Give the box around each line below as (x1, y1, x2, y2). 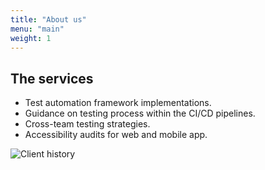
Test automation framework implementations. (24, 97, 212, 109)
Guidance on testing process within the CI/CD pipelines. (24, 107, 256, 120)
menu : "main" (10, 24, 65, 34)
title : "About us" (10, 14, 87, 25)
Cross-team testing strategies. (24, 118, 151, 130)
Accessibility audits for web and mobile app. (24, 129, 208, 141)
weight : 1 (10, 33, 52, 43)
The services (10, 70, 94, 87)
